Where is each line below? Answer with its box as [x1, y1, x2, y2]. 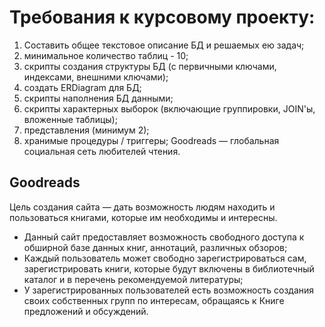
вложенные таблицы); [23, 113, 118, 125]
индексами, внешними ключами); [23, 71, 169, 83]
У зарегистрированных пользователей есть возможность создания [23, 284, 315, 296]
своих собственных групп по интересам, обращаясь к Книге [23, 294, 285, 306]
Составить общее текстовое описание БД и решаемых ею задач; [23, 39, 305, 51]
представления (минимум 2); [23, 124, 150, 136]
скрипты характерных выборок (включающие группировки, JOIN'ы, [23, 102, 316, 115]
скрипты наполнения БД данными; [23, 92, 174, 104]
